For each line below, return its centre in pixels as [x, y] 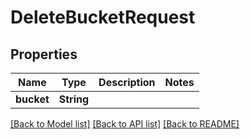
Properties [44, 54]
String [74, 99]
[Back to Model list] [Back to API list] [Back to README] [125, 124]
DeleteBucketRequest [103, 17]
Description [127, 82]
